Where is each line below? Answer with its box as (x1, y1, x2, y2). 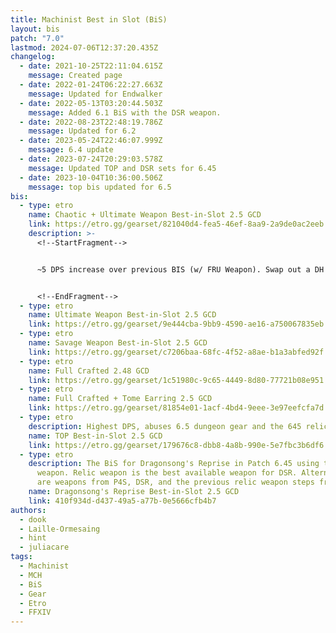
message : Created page (28, 71, 123, 81)
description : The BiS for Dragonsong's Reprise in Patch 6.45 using (28, 459, 320, 469)
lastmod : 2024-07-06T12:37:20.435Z (10, 42, 159, 53)
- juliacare (19, 542, 70, 553)
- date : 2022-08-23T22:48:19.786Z (19, 117, 163, 127)
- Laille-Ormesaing (19, 524, 101, 534)
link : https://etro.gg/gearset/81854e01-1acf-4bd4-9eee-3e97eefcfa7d (28, 403, 325, 413)
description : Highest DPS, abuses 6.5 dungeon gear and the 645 (28, 421, 302, 431)
